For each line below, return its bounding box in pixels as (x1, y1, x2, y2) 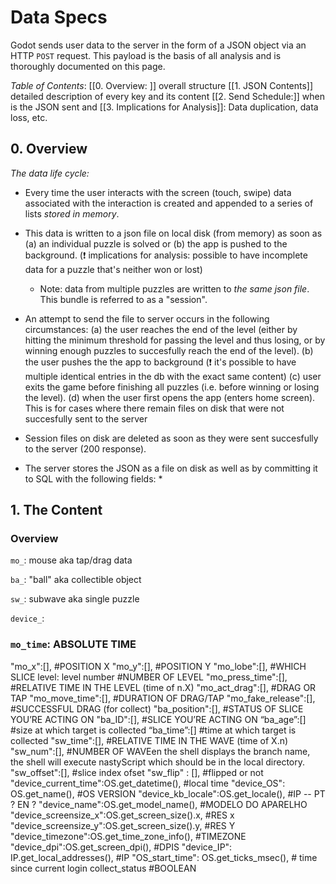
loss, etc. (10, 111, 48, 123)
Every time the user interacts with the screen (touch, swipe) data (24, 186, 292, 198)
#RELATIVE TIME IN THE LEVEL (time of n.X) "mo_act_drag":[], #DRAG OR (10, 681, 317, 693)
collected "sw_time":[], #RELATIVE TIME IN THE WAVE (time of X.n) (10, 734, 289, 746)
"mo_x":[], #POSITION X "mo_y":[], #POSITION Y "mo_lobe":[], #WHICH (10, 660, 307, 672)
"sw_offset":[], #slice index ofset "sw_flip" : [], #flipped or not (10, 766, 264, 778)
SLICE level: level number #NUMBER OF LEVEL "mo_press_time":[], (10, 671, 288, 683)
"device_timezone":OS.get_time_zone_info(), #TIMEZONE (10, 830, 247, 842)
